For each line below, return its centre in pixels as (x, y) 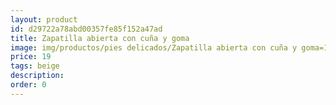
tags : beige (35, 66)
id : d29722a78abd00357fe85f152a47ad (86, 29)
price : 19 (31, 57)
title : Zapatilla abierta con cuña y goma (100, 38)
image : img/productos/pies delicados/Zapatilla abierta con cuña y (154, 47)
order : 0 (28, 85)
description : (37, 76)
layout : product (44, 19)
